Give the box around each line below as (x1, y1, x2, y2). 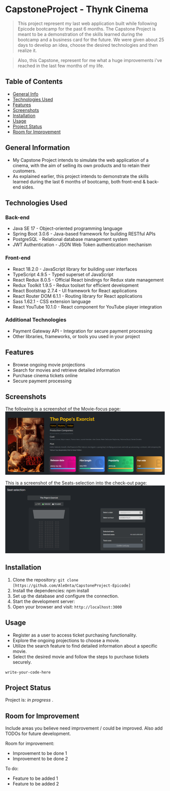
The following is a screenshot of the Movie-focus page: (5, 406, 121, 412)
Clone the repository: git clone (12, 576, 78, 583)
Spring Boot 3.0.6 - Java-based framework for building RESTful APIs (12, 231, 156, 237)
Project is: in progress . (5, 697, 54, 703)
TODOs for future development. (5, 731, 71, 737)
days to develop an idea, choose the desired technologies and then (17, 42, 158, 48)
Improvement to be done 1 (12, 750, 67, 756)
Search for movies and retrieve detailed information (12, 367, 120, 373)
